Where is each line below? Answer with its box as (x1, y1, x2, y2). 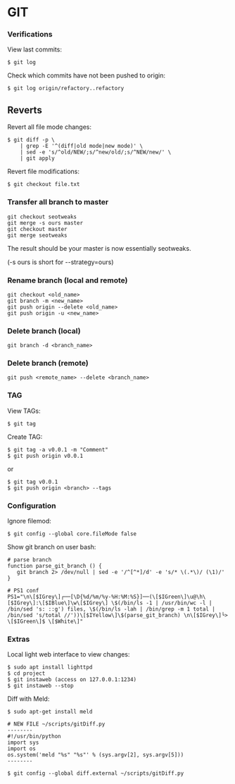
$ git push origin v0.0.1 (7, 452, 83, 459)
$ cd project (7, 670, 46, 677)
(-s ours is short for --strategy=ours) (7, 258, 114, 266)
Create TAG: (7, 433, 43, 441)
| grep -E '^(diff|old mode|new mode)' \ (20, 142, 143, 150)
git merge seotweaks (7, 232, 68, 239)
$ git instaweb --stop (7, 683, 74, 690)
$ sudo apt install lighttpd (7, 664, 93, 671)
